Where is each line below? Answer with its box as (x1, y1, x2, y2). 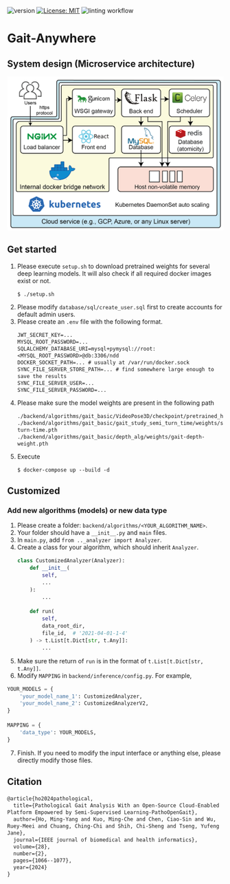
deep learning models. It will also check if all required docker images (16, 269, 211, 278)
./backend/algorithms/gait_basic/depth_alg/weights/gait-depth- (16, 433, 205, 440)
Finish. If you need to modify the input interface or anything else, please (16, 749, 221, 757)
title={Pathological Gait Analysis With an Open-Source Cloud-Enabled (13, 802, 220, 809)
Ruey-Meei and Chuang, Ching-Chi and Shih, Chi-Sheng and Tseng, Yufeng (7, 822, 220, 830)
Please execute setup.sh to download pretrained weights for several (16, 262, 210, 270)
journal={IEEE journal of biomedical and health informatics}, (13, 836, 198, 843)
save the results (16, 373, 67, 379)
